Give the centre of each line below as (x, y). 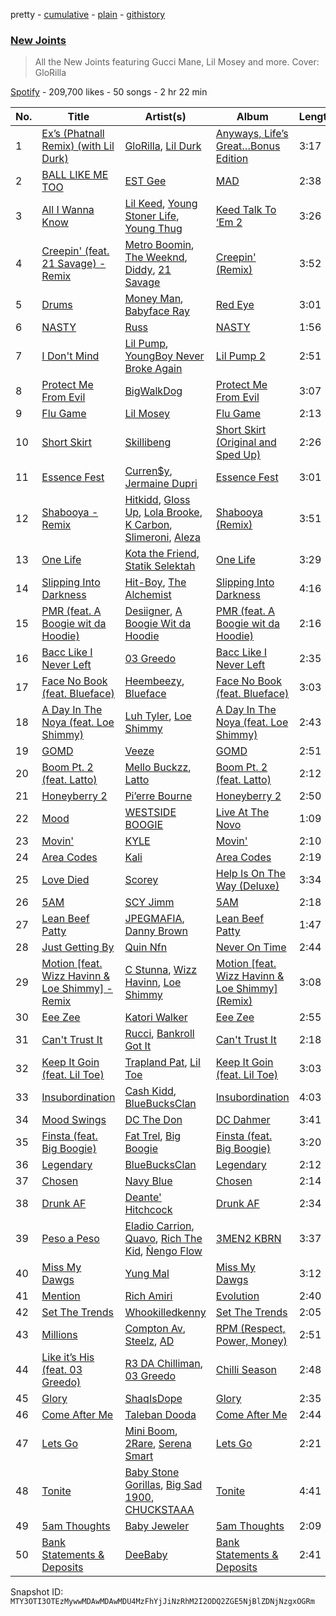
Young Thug (153, 229)
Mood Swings (74, 1120)
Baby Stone (152, 1472)
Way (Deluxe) (247, 886)
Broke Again (153, 369)
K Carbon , (148, 525)
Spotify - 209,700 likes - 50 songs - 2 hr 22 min (109, 92)
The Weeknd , (156, 257)
